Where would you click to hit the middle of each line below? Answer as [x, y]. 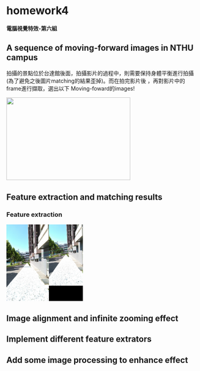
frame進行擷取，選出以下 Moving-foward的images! [71, 88]
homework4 [38, 11]
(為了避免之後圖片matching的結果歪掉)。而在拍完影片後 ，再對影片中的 [96, 81]
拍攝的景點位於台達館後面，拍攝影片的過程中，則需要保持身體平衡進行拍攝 [100, 73]
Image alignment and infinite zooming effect [92, 318]
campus [22, 58]
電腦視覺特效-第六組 [32, 28]
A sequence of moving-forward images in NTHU [100, 48]
